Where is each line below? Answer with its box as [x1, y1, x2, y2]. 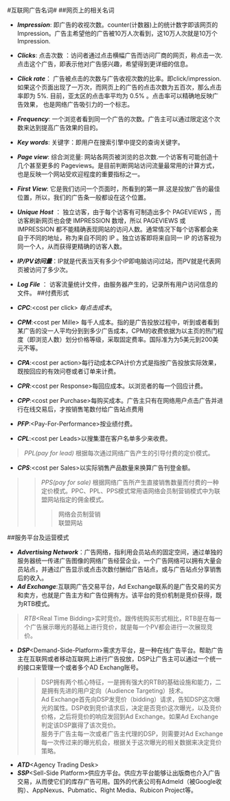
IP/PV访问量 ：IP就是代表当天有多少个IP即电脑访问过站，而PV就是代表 [16, 257, 215, 265]
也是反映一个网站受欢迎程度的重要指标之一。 [16, 170, 144, 178]
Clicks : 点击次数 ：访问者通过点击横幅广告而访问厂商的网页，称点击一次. [16, 51, 223, 59]
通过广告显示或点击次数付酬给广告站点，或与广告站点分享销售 [47, 565, 222, 573]
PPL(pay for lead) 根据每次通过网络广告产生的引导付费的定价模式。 [23, 449, 214, 457]
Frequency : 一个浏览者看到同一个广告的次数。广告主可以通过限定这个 [16, 115, 215, 123]
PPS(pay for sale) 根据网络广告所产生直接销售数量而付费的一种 [41, 478, 220, 486]
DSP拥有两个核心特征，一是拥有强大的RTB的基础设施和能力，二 [41, 678, 222, 686]
